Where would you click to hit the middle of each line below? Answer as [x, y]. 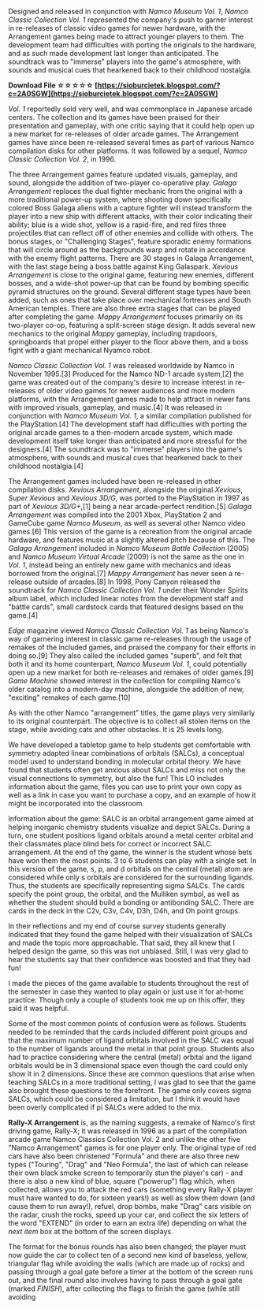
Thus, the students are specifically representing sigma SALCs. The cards [126, 885]
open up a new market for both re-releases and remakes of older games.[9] [131, 672]
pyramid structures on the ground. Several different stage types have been [129, 292]
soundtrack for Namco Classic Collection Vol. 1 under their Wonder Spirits [128, 590]
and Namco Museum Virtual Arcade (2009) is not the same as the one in [126, 556]
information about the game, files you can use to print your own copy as [125, 787]
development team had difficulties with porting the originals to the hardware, [132, 45]
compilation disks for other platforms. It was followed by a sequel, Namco [128, 151]
